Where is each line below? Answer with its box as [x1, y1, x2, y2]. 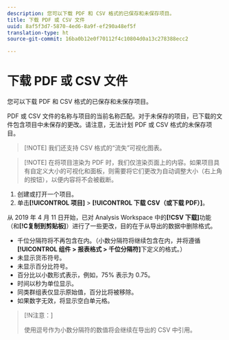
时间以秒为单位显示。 [16, 280, 77, 288]
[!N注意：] [23, 311, 53, 319]
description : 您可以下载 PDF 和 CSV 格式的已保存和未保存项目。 [7, 10, 175, 17]
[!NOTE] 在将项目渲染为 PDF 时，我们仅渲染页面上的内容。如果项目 [23, 159, 214, 167]
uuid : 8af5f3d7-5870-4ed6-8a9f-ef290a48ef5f [7, 23, 136, 30]
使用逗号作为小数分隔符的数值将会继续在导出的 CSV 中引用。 [23, 326, 197, 334]
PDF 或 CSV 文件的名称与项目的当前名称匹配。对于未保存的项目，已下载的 [7, 112, 217, 120]
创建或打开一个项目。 [16, 190, 77, 199]
